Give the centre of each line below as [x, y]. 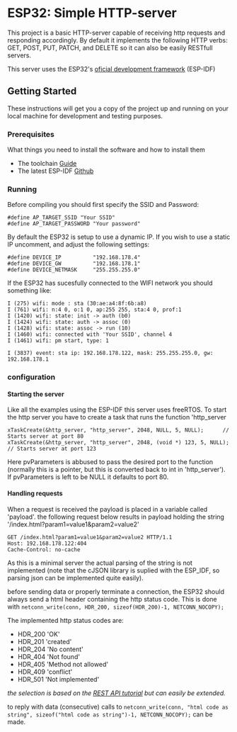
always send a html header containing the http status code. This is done [112, 599]
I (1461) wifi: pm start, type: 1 [58, 341]
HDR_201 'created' [45, 641]
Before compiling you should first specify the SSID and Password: [103, 205]
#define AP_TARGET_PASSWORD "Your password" [74, 224]
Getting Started [42, 91]
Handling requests [35, 493]
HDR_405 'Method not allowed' [63, 664]
